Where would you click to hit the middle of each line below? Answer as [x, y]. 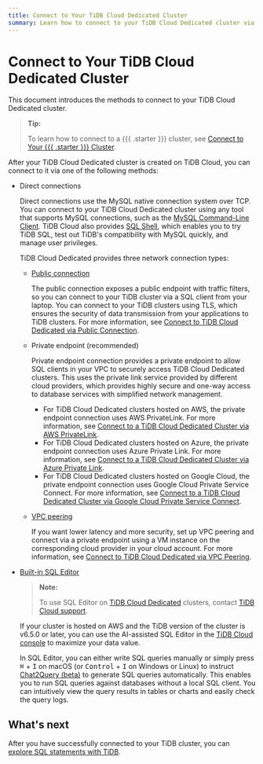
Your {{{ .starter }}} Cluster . [71, 147]
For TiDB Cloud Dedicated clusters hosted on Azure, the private [146, 443]
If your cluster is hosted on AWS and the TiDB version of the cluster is [132, 626]
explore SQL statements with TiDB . [64, 752]
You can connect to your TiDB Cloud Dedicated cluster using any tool [131, 210]
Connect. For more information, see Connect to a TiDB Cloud [141, 493]
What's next [38, 724]
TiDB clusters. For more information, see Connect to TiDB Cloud [135, 322]
